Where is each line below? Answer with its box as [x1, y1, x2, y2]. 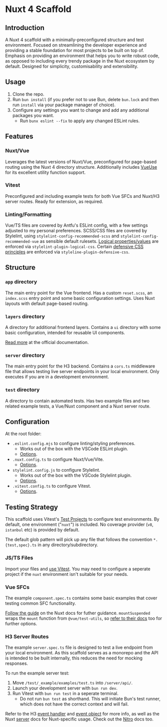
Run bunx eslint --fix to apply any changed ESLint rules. [19, 118, 140, 124]
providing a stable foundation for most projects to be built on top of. [5, 48, 145, 53]
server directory [5, 352, 45, 358]
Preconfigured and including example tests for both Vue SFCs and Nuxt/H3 [5, 193, 160, 199]
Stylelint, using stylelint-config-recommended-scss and [5, 233, 120, 239]
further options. [5, 620, 37, 626]
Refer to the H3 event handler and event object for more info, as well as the [5, 711, 160, 717]
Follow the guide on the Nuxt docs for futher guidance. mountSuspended [5, 610, 151, 616]
